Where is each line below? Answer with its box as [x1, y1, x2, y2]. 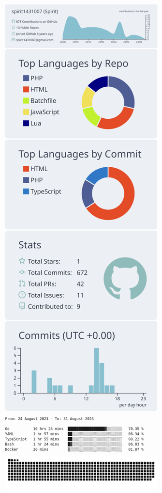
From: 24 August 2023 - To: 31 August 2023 [5, 416, 94, 421]
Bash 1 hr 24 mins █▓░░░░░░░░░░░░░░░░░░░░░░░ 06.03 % [5, 442, 144, 446]
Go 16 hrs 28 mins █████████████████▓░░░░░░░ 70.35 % [5, 427, 144, 431]
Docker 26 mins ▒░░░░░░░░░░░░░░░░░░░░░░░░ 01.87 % [5, 447, 144, 452]
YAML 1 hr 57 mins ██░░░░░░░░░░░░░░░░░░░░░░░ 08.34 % [5, 431, 144, 437]
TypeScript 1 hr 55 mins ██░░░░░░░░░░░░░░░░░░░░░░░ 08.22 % [5, 437, 144, 442]
